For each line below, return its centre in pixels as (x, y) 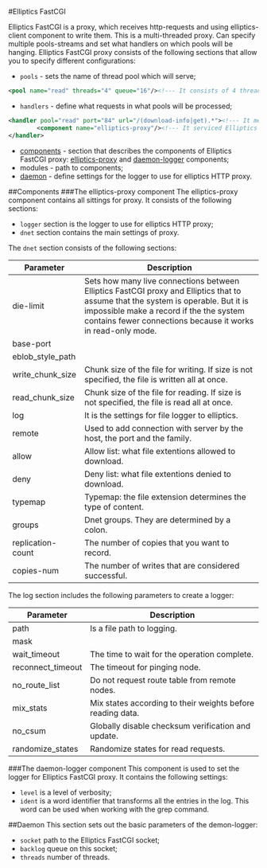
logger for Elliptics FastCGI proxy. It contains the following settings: (118, 776)
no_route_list (36, 685)
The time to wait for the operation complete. (172, 654)
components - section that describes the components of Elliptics (126, 151)
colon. (96, 530)
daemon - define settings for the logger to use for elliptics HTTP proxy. (136, 176)
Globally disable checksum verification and (170, 725)
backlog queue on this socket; (68, 848)
